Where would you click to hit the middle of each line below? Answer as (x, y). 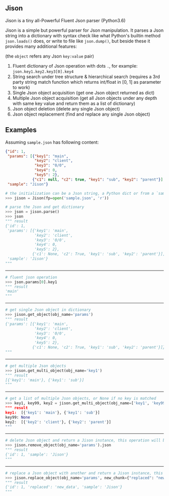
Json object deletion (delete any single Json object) (66, 108)
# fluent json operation (31, 277)
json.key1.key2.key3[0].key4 (43, 72)
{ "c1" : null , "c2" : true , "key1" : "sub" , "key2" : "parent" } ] (98, 179)
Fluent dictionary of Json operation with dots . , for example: (75, 66)
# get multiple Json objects (36, 366)
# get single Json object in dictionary (48, 310)
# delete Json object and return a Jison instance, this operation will (83, 440)
